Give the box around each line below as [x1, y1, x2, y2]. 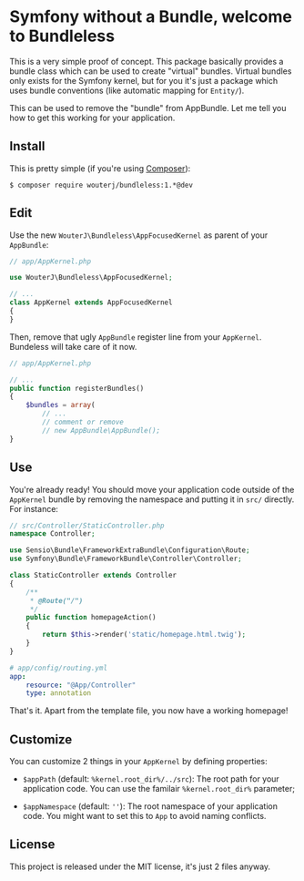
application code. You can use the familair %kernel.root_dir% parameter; [22, 784, 296, 794]
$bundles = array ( [25, 401, 96, 410]
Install [9, 138, 46, 154]
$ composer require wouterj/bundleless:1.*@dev [9, 180, 194, 190]
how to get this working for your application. [9, 112, 176, 123]
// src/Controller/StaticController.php [9, 521, 166, 530]
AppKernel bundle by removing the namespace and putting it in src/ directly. [9, 494, 295, 505]
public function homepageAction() [25, 613, 157, 622]
